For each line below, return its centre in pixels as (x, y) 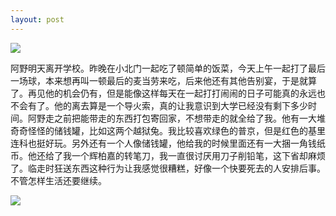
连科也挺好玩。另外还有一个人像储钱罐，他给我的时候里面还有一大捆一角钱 (163, 143)
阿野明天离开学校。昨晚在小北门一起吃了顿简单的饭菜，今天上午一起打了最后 (168, 68)
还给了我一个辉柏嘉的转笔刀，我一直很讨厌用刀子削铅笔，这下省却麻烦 (181, 155)
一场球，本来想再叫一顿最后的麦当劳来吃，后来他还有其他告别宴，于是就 (159, 80)
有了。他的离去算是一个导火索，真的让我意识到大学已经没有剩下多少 (167, 105)
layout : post (37, 19)
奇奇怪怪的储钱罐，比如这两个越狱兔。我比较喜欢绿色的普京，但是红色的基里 (168, 130)
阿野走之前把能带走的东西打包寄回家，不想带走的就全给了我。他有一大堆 (176, 118)
